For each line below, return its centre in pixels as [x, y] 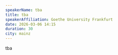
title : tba [17, 15]
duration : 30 [19, 29]
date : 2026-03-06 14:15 [31, 24]
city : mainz [18, 34]
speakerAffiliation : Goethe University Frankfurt [59, 19]
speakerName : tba [24, 10]
